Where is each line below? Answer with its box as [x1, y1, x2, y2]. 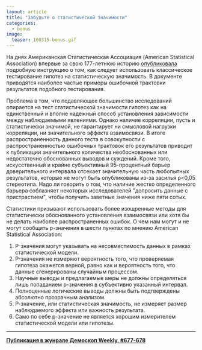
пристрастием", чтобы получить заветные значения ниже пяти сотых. [6, 194, 187, 200]
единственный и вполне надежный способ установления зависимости [6, 110, 189, 117]
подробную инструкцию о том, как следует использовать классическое [6, 66, 193, 73]
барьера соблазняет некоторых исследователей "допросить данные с [6, 187, 188, 194]
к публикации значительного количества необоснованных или [6, 148, 168, 156]
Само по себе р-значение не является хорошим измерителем [14, 313, 176, 320]
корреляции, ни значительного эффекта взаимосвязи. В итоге [6, 129, 166, 136]
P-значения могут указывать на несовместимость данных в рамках [14, 243, 191, 249]
